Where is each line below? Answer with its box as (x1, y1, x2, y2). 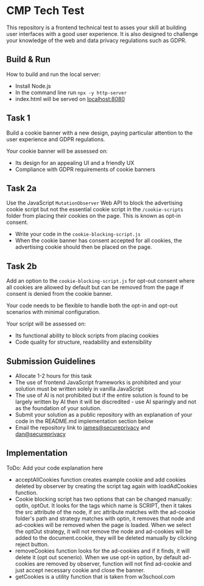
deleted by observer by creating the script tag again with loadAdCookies (15, 482, 198, 490)
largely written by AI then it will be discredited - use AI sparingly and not (15, 398, 197, 405)
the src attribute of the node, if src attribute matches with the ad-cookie (15, 508, 196, 515)
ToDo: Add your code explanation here (6, 464, 104, 472)
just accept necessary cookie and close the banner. (15, 567, 145, 574)
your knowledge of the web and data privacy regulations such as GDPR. (6, 37, 187, 44)
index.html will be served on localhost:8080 (15, 95, 125, 102)
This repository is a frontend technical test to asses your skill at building (6, 24, 187, 31)
